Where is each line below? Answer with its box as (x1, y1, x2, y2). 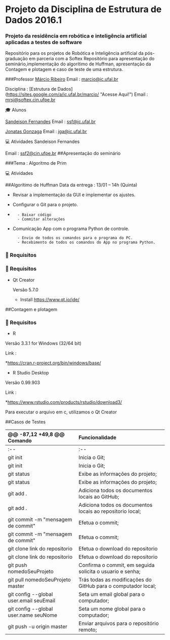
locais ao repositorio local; (78, 508, 141, 515)
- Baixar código (17, 212, 52, 217)
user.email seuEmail (8, 597, 56, 604)
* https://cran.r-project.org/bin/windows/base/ (5, 360, 101, 366)
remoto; (78, 626, 97, 633)
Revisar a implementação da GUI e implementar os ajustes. (12, 192, 136, 198)
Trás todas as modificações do (78, 576, 152, 583)
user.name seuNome (8, 612, 57, 619)
